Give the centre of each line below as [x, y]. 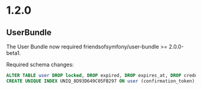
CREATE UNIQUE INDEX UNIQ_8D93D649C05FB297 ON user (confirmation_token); [102, 81]
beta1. [14, 53]
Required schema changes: [40, 64]
